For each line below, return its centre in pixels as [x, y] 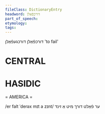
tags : [10, 28]
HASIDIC [23, 84]
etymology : [16, 23]
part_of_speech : [21, 19]
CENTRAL [25, 61]
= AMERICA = [19, 97]
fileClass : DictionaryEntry [34, 9]
